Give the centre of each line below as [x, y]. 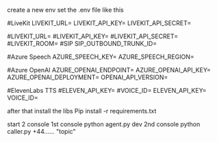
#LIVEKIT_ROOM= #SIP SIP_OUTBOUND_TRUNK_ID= [82, 43]
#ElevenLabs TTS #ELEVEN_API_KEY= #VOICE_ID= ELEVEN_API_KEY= [107, 90]
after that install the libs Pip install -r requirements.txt [82, 111]
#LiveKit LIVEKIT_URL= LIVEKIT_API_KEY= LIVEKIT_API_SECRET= [99, 23]
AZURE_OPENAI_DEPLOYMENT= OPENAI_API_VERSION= [88, 77]
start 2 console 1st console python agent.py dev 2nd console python [104, 124]
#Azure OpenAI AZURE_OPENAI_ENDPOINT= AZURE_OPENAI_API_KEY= [109, 70]
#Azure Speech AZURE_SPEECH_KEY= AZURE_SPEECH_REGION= [101, 57]
